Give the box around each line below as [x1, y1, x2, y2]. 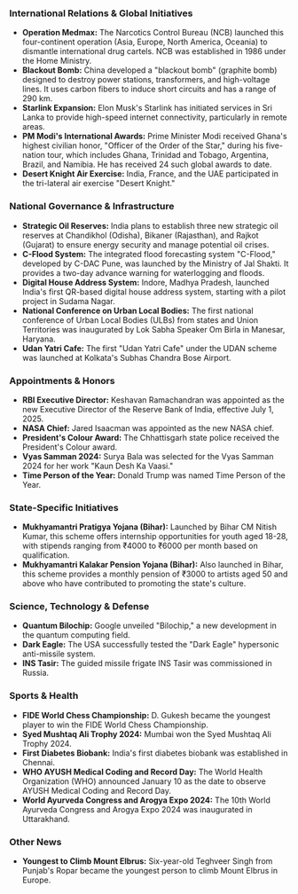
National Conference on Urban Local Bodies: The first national [21, 305, 255, 316]
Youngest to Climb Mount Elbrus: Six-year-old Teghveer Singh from [21, 856, 273, 867]
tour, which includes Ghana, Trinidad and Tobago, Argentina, [47, 150, 269, 161]
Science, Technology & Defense [9, 600, 150, 613]
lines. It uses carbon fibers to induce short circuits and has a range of [21, 83, 277, 95]
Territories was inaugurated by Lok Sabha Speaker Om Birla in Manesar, [21, 324, 286, 334]
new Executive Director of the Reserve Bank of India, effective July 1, [21, 404, 275, 414]
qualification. [21, 550, 70, 561]
